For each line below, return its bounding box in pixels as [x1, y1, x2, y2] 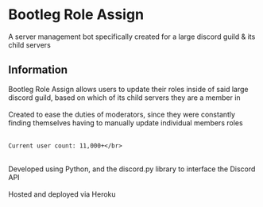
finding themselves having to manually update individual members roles [8, 117, 244, 128]
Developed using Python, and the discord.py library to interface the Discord [8, 164, 256, 174]
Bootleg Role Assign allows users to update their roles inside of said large [8, 84, 249, 94]
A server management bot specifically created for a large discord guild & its [8, 32, 256, 41]
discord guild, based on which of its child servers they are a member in [8, 93, 241, 102]
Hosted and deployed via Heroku [8, 189, 117, 199]
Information [8, 63, 68, 77]
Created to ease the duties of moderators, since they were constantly [8, 109, 236, 119]
